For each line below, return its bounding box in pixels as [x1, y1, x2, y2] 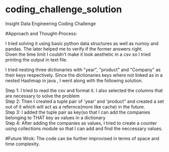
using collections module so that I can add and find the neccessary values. [5, 125, 163, 132]
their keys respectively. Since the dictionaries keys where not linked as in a [5, 72, 163, 78]
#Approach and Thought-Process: [5, 30, 78, 36]
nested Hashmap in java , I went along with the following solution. [5, 77, 143, 83]
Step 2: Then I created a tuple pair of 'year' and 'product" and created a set [5, 98, 164, 104]
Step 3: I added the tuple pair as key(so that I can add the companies [5, 109, 151, 115]
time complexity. [5, 141, 40, 147]
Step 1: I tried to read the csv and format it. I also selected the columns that [5, 87, 163, 93]
